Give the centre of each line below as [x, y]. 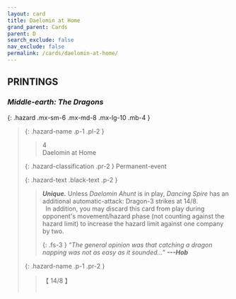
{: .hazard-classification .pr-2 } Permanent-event [96, 166]
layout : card [26, 14]
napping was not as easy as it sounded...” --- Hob [115, 252]
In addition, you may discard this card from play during [125, 209]
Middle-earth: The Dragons [55, 102]
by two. [53, 231]
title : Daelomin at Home [44, 20]
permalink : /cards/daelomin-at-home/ [63, 54]
